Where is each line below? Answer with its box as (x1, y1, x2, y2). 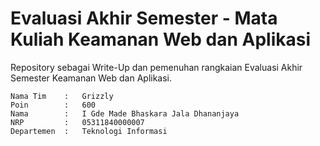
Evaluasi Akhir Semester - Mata (10, 7, 278, 30)
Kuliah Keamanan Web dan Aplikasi (10, 28, 312, 51)
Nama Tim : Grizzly (10, 91, 114, 101)
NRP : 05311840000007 (10, 117, 145, 127)
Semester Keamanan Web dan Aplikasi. (10, 72, 173, 84)
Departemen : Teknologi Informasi (10, 126, 168, 136)
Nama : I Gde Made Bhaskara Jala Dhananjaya (10, 108, 240, 119)
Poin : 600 (10, 100, 97, 110)
